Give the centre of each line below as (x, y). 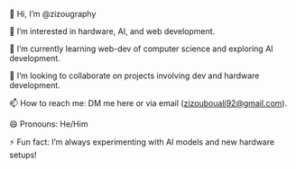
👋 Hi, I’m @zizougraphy (53, 14)
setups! (23, 155)
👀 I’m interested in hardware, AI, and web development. (112, 31)
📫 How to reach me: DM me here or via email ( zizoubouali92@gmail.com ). (148, 103)
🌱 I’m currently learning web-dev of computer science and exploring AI (141, 49)
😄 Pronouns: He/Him (49, 124)
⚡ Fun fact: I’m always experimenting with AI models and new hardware (142, 142)
